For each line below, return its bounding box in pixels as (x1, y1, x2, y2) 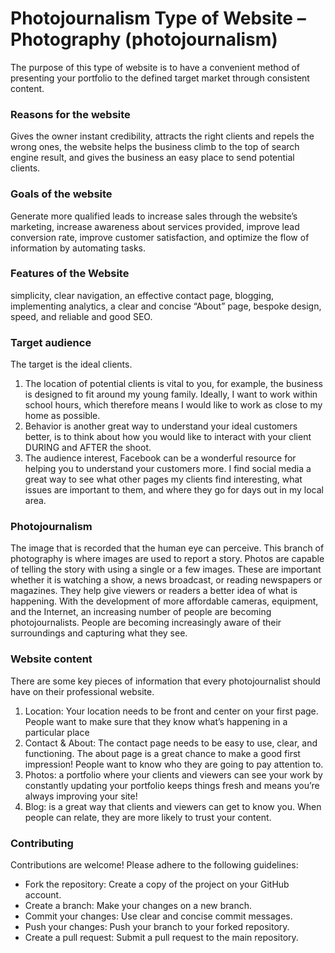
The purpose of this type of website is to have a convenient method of (10, 61, 300, 73)
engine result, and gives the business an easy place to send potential (10, 152, 295, 164)
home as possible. (24, 410, 101, 422)
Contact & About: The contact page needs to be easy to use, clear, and (24, 737, 318, 749)
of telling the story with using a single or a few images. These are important (10, 563, 322, 576)
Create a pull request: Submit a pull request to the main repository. (24, 932, 299, 944)
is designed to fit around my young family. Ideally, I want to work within (24, 388, 318, 401)
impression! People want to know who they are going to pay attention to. (24, 758, 324, 770)
